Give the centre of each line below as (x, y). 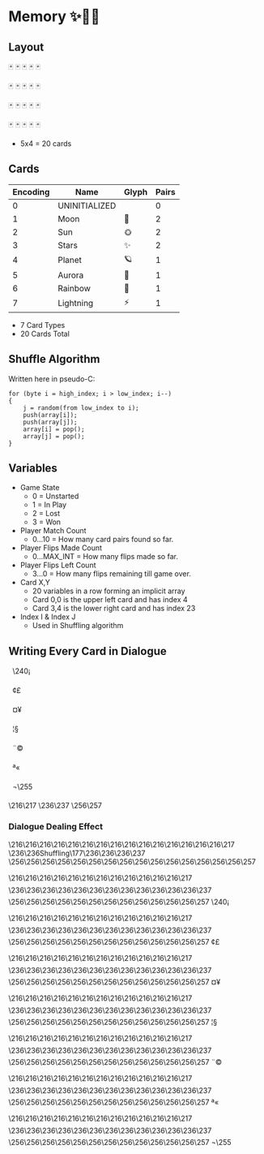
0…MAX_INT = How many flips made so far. (105, 557)
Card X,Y (35, 583)
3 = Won (47, 522)
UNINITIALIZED (87, 205)
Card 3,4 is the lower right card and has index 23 (114, 609)
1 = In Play (49, 505)
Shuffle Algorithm (54, 359)
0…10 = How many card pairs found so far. (103, 540)
